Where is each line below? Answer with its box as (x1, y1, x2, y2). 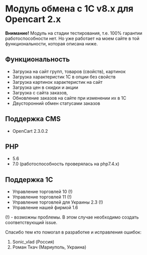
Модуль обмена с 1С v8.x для (5, 3, 134, 14)
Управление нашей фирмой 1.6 (12, 205, 78, 211)
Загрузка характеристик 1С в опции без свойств (12, 73, 116, 80)
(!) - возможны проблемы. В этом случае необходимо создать (5, 214, 139, 220)
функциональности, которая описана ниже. (5, 40, 98, 46)
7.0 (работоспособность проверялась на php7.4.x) (12, 161, 120, 167)
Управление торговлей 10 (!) (12, 189, 73, 195)
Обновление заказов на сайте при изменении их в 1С (12, 95, 127, 101)
